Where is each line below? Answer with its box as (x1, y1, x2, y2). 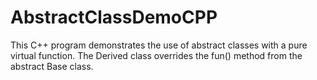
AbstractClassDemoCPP (10, 6, 218, 29)
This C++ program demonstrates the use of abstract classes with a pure (10, 39, 308, 51)
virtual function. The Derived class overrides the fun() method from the (10, 49, 303, 61)
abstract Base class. (10, 60, 94, 72)
